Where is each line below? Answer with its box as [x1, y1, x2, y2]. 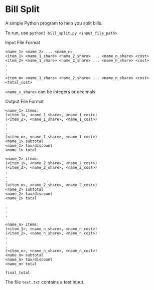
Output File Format [5, 98, 44, 104]
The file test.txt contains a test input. [5, 279, 85, 285]
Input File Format [5, 39, 40, 46]
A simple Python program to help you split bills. [5, 20, 103, 26]
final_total [5, 270, 30, 275]
